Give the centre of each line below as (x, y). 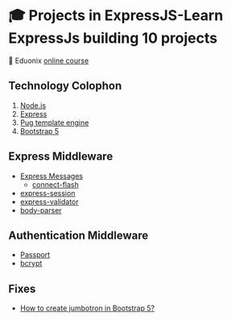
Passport (35, 255)
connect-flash (55, 184)
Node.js (33, 105)
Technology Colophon (65, 86)
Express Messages (51, 176)
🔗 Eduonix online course (49, 60)
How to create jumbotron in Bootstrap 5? (87, 308)
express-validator (49, 202)
